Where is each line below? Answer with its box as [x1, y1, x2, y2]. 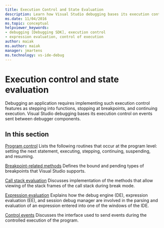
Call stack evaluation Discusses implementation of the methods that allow [5, 178, 153, 183]
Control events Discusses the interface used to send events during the [5, 212, 147, 218]
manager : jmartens [5, 48, 42, 53]
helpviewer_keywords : [5, 25, 49, 30]
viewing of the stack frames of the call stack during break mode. [5, 183, 135, 189]
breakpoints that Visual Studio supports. [5, 168, 86, 174]
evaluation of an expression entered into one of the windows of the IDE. [5, 203, 149, 208]
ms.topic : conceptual [5, 21, 49, 26]
